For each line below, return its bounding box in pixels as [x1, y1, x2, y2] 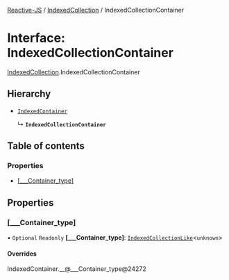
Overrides [7, 249, 37, 258]
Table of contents [7, 140, 85, 152]
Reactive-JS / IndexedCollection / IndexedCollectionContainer [7, 6, 185, 14]
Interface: [7, 31, 66, 46]
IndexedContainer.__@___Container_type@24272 [7, 265, 147, 273]
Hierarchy [7, 88, 51, 100]
